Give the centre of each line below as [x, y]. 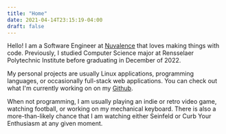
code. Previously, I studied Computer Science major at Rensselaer [101, 53]
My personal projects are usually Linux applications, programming [101, 74]
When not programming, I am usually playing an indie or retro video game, [112, 102]
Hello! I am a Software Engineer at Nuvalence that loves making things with [113, 46]
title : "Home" [27, 13]
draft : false [26, 26]
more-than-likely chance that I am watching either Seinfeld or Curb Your [109, 116]
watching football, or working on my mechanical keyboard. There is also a [112, 109]
